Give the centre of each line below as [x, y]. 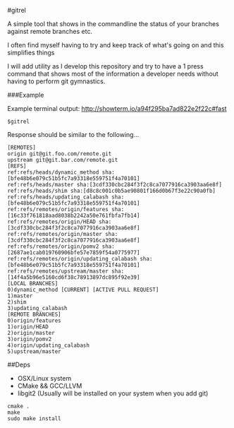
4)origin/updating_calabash [49, 345]
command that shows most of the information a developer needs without [113, 74]
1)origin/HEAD [28, 327]
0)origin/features [34, 321]
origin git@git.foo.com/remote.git [60, 154]
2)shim [17, 302]
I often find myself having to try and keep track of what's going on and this [116, 45]
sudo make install [34, 419]
